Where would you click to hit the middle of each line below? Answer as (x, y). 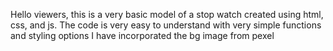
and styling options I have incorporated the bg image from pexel (142, 35)
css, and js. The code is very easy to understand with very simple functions (166, 25)
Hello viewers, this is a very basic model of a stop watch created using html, (167, 14)
